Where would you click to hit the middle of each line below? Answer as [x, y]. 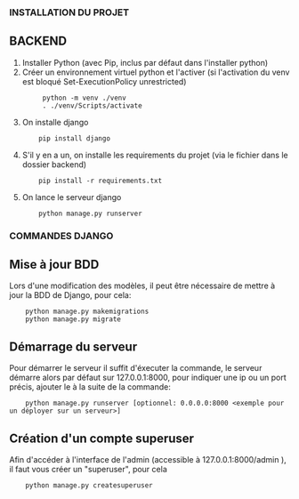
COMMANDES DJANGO [61, 236]
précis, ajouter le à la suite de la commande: [90, 387]
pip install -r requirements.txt [101, 181]
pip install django [75, 138]
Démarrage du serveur [73, 346]
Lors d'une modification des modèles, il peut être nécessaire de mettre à [142, 286]
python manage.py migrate [73, 319]
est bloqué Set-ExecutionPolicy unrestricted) [104, 81]
